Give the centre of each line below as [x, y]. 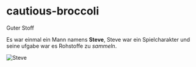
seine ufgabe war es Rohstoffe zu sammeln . [62, 46]
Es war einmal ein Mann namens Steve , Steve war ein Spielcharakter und [98, 39]
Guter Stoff [20, 28]
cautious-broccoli [53, 11]
